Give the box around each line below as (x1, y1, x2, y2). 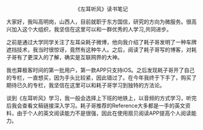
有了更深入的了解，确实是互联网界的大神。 (16, 54, 123, 60)
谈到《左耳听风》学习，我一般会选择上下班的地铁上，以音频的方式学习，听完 (6, 94, 197, 102)
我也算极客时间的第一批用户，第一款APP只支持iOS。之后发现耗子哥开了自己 (6, 67, 195, 74)
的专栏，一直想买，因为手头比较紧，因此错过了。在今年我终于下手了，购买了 (6, 74, 197, 81)
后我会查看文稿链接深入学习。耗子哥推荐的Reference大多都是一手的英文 (6, 102, 185, 109)
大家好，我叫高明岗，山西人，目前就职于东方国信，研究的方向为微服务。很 (6, 18, 192, 25)
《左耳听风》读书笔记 (75, 5, 128, 12)
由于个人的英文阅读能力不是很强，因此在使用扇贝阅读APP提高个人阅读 (16, 109, 192, 117)
